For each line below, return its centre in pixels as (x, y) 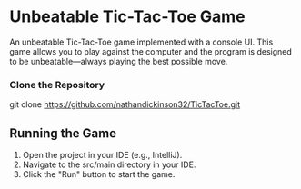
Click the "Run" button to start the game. (99, 174)
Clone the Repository (57, 85)
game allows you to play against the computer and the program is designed (151, 51)
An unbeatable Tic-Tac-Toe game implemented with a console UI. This (141, 42)
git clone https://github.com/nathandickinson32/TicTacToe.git (125, 104)
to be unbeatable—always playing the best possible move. (119, 61)
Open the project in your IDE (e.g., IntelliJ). (102, 155)
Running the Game (63, 133)
